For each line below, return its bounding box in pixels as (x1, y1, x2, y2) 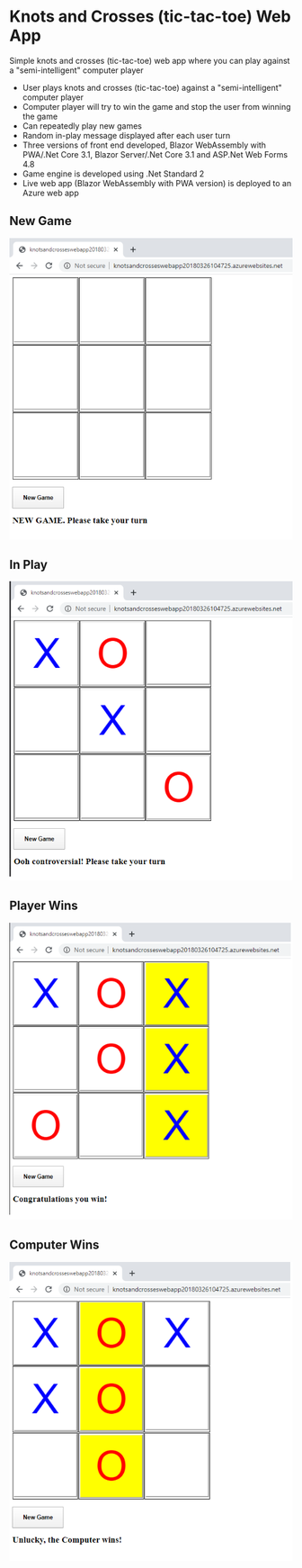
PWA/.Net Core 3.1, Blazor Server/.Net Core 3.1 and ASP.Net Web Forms (22, 149, 289, 159)
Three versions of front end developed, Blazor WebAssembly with (22, 140, 267, 150)
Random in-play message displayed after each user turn (22, 130, 231, 140)
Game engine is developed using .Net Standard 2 (22, 168, 205, 179)
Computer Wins (9, 1238, 100, 1253)
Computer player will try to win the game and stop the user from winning (22, 101, 291, 112)
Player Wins (9, 898, 78, 914)
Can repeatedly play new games (22, 120, 142, 131)
